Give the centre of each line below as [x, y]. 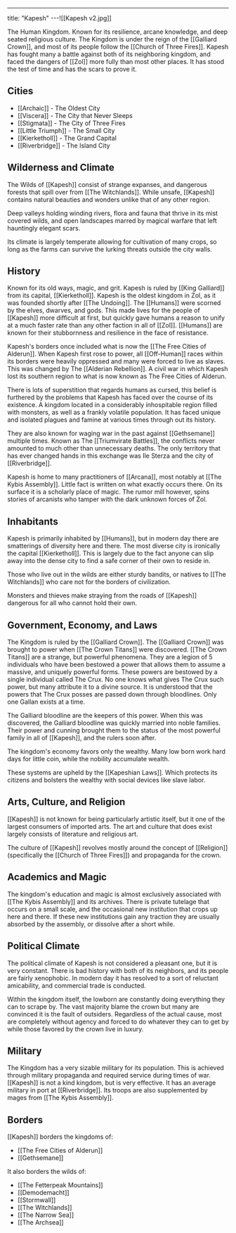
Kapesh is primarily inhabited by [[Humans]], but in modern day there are [113, 538]
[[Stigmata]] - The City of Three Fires [71, 123]
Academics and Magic [57, 877]
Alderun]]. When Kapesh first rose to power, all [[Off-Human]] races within [115, 354]
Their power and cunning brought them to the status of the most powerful [114, 730]
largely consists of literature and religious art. [73, 834]
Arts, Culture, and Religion [66, 802]
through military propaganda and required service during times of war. [109, 1076]
